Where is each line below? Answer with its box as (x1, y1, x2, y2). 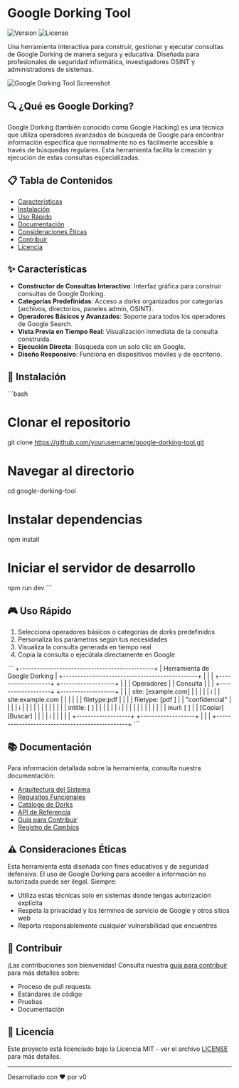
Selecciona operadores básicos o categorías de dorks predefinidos (17, 627, 216, 636)
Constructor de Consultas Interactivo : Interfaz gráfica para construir (17, 282, 222, 291)
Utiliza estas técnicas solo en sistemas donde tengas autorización (17, 891, 211, 900)
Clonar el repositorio (7, 414, 132, 431)
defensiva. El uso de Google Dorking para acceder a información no (7, 870, 206, 879)
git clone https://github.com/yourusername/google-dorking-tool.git (7, 438, 205, 446)
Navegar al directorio (7, 463, 135, 479)
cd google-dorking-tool (7, 486, 76, 496)
